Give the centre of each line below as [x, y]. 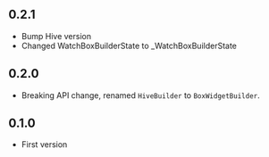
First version [44, 145]
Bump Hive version [56, 36]
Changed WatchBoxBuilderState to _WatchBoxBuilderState [129, 45]
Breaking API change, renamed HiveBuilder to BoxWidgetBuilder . [140, 95]
